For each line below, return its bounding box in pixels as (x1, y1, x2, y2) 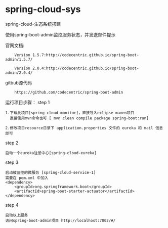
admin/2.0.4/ (5, 70, 33, 75)
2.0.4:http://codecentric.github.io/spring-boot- (32, 66, 139, 71)
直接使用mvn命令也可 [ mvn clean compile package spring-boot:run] (10, 115, 149, 121)
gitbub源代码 (5, 79, 32, 85)
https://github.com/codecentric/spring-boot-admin (14, 89, 123, 95)
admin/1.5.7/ (5, 57, 33, 62)
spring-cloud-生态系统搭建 (5, 21, 61, 27)
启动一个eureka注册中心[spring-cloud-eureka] (5, 150, 97, 155)
